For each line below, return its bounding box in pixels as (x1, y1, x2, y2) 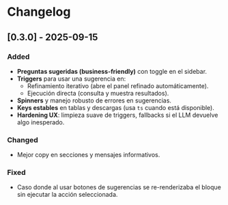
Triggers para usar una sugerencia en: (16, 74, 126, 83)
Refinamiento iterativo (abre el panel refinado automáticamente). (27, 81, 209, 90)
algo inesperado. (16, 118, 65, 126)
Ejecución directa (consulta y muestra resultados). (27, 89, 169, 97)
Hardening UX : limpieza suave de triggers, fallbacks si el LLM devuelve (16, 111, 218, 119)
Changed (7, 135, 39, 144)
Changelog (7, 4, 71, 20)
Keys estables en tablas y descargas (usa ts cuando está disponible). (16, 103, 215, 111)
